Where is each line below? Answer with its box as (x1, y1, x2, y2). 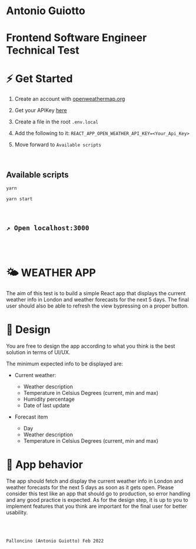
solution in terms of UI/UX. (6, 348, 71, 355)
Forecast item (14, 413, 48, 420)
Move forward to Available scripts (14, 141, 102, 148)
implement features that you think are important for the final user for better (6, 502, 187, 509)
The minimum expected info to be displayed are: (6, 360, 124, 367)
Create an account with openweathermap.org (14, 96, 125, 103)
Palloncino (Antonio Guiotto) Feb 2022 (6, 538, 104, 544)
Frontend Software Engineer (6, 31, 147, 45)
